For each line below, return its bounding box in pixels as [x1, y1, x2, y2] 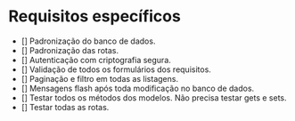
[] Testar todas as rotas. [20, 101, 110, 112]
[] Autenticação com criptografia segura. [20, 54, 171, 65]
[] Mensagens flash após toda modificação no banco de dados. [20, 83, 255, 93]
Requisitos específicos [8, 6, 182, 27]
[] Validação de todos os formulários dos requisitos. [20, 64, 211, 75]
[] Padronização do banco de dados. [20, 36, 156, 46]
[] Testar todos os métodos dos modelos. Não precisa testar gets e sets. [20, 92, 287, 103]
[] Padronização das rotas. [20, 44, 119, 55]
